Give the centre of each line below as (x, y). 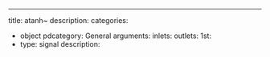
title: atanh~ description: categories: (68, 20)
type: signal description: (60, 44)
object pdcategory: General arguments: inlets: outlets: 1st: (115, 36)
